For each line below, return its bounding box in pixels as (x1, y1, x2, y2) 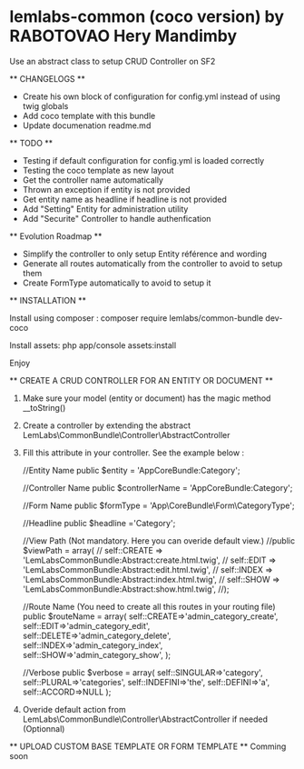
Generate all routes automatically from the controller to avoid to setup (22, 257, 283, 269)
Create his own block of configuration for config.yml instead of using (22, 91, 281, 102)
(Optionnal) (22, 723, 65, 734)
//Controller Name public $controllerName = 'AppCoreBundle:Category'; (22, 482, 293, 493)
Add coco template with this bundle (22, 110, 156, 121)
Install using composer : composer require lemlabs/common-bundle (9, 312, 264, 324)
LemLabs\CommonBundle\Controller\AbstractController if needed (22, 714, 269, 724)
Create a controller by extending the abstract (22, 420, 191, 431)
